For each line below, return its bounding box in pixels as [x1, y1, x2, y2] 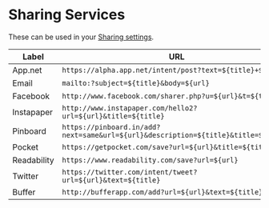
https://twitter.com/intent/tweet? [62, 167, 198, 177]
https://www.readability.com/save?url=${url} [62, 155, 239, 165]
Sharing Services [8, 6, 126, 24]
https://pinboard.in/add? [62, 122, 161, 131]
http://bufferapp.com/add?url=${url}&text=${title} [62, 187, 263, 197]
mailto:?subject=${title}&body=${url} [62, 78, 210, 87]
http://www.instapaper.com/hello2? [62, 103, 198, 113]
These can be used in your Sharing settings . [8, 32, 155, 42]
